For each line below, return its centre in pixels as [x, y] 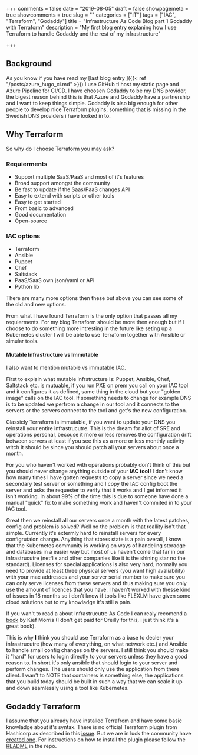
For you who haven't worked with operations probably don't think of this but [98, 465]
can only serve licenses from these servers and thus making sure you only [96, 583]
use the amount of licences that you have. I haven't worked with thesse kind [98, 590]
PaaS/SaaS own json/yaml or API [55, 280]
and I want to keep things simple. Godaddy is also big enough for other [92, 103]
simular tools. [22, 341]
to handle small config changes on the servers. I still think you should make [97, 650]
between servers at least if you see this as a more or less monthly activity [95, 441]
